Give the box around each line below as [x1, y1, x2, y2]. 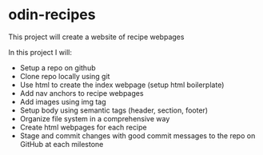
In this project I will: [8, 47, 72, 57]
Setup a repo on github [19, 62, 96, 73]
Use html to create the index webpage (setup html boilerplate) [19, 80, 225, 89]
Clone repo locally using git [19, 71, 110, 81]
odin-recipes [8, 6, 96, 24]
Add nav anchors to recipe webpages [19, 88, 144, 97]
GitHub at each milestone [19, 139, 104, 149]
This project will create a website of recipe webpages [8, 32, 185, 42]
